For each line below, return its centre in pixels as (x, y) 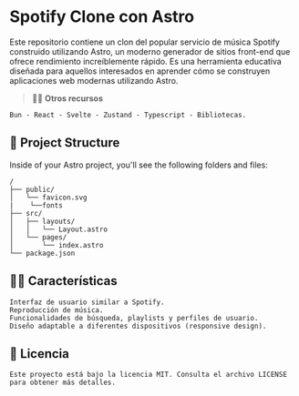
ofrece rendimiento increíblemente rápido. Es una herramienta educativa (146, 61)
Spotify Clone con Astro (102, 17)
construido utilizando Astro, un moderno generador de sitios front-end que (150, 51)
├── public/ (32, 189)
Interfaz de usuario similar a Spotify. (88, 302)
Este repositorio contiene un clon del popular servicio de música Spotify (145, 42)
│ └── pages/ (38, 237)
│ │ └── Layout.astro (58, 229)
